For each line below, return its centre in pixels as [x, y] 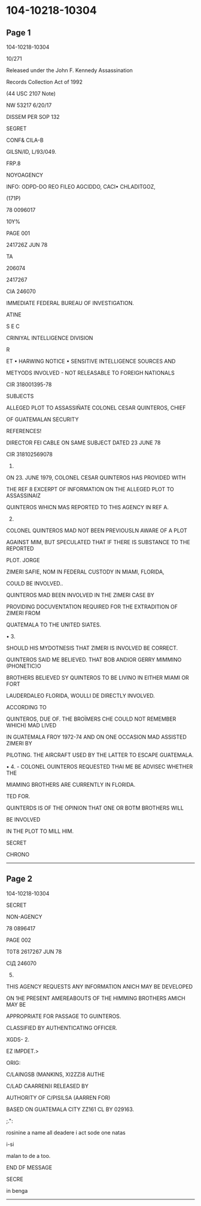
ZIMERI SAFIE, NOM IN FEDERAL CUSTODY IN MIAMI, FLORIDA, [85, 572]
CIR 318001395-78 [29, 384]
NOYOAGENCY [25, 175]
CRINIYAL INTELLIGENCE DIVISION [50, 338]
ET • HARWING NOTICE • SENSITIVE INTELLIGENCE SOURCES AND [91, 361]
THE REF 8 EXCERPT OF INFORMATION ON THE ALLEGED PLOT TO [90, 489]
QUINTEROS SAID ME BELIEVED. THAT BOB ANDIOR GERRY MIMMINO [94, 659]
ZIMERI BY [19, 743]
